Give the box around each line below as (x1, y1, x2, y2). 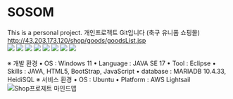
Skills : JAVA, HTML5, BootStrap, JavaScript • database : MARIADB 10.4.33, (7, 67, 227, 75)
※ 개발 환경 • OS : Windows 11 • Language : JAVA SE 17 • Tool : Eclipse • (7, 59, 216, 67)
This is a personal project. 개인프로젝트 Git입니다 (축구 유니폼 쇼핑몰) (7, 28, 201, 37)
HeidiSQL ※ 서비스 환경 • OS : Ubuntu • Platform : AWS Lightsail (7, 75, 191, 84)
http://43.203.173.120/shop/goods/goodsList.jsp (7, 36, 146, 44)
